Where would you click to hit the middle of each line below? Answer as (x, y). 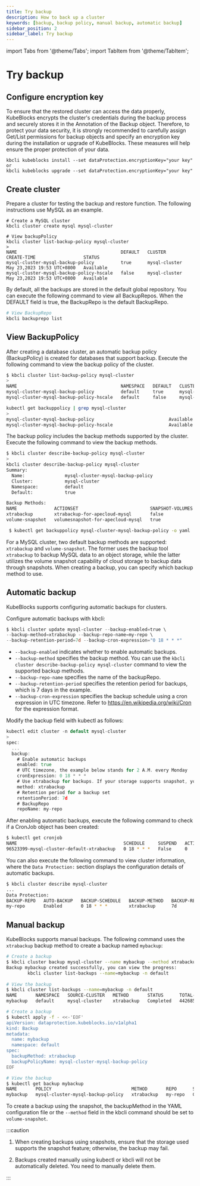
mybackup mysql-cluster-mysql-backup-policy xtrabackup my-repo (96, 1095)
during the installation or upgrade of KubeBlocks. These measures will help (98, 143)
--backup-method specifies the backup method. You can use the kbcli (100, 658)
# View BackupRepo (29, 313)
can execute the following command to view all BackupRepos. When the (95, 296)
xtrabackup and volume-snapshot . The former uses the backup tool (87, 548)
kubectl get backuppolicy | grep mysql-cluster (66, 408)
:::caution (18, 1130)
